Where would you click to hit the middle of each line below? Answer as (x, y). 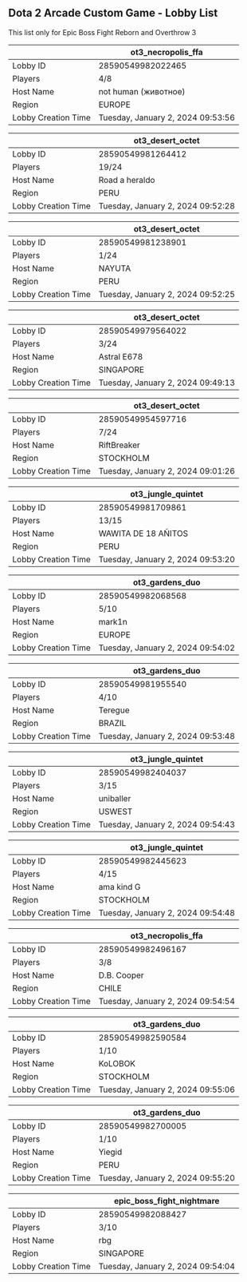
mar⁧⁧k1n (113, 621)
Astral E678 (121, 356)
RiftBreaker (120, 445)
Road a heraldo (127, 180)
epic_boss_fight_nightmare (167, 1201)
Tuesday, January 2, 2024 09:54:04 (167, 1266)
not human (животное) (142, 91)
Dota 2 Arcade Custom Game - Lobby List (113, 13)
